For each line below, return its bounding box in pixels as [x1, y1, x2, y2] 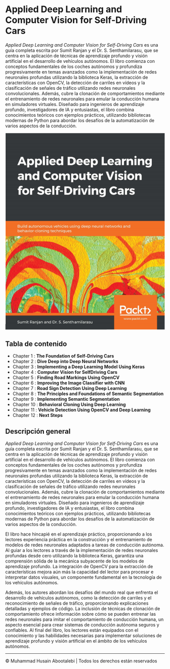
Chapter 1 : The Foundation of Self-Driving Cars [12, 353, 114, 359]
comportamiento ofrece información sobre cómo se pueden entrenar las [5, 611, 156, 617]
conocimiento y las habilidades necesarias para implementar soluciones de [5, 632, 162, 639]
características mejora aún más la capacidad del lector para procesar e [5, 569, 154, 575]
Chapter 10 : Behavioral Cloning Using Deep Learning [12, 402, 126, 408]
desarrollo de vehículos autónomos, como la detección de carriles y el [5, 595, 152, 601]
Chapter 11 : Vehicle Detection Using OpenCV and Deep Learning [12, 407, 151, 413]
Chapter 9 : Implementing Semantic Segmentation [12, 396, 120, 402]
